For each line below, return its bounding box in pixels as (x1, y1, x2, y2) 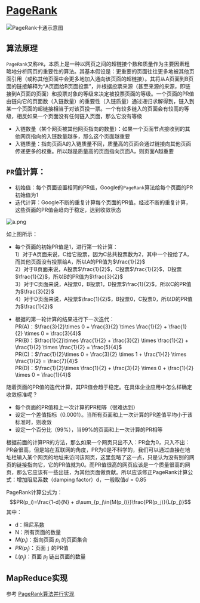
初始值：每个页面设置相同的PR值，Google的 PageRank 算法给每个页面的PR (14, 183, 193, 191)
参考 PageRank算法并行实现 (6, 590, 75, 597)
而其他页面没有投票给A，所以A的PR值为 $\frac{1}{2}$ (14, 258, 146, 265)
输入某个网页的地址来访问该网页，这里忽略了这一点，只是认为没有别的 (16, 453, 189, 460)
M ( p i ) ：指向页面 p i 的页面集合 (14, 536, 88, 544)
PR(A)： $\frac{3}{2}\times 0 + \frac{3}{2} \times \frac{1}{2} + (14, 323, 167, 330)
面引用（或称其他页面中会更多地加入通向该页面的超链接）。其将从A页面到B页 (6, 75, 194, 82)
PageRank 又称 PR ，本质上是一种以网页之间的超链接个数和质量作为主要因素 (6, 60, 185, 67)
